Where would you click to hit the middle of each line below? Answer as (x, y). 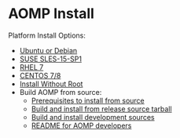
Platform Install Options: (47, 35)
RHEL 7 (31, 67)
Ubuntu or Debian (48, 50)
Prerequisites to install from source (88, 100)
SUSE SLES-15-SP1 (51, 59)
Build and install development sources (93, 117)
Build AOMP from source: (61, 92)
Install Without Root (51, 84)
